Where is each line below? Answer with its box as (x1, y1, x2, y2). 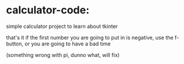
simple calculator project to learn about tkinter (6, 23, 118, 30)
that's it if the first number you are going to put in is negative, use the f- (6, 34, 179, 41)
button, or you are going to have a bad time (6, 40, 111, 47)
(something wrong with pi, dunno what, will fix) (6, 51, 120, 58)
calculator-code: (6, 3, 90, 17)
